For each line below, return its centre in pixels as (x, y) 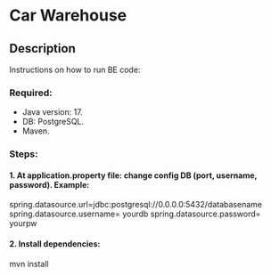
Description (42, 49)
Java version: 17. (52, 112)
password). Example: (49, 184)
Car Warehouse (68, 16)
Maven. (36, 131)
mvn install (29, 264)
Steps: (24, 154)
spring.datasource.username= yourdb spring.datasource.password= (135, 214)
